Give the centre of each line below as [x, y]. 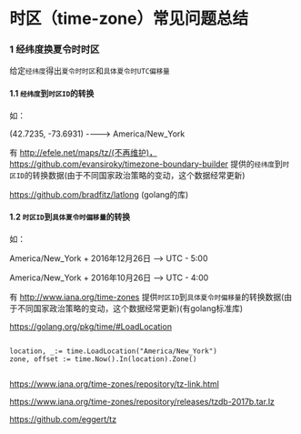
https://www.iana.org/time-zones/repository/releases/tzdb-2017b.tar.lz [142, 401]
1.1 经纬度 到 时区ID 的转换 [52, 94]
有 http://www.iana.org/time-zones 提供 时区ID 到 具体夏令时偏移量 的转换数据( [147, 297]
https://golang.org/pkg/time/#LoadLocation [91, 326]
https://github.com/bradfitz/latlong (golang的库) [99, 194]
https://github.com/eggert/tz [63, 419]
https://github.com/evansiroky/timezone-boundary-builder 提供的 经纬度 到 [146, 164]
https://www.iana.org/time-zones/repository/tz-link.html [115, 384]
